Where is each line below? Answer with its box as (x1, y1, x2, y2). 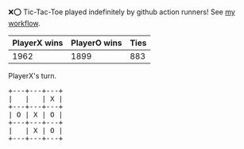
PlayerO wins (71, 37, 122, 48)
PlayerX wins (12, 37, 64, 48)
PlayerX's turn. (8, 71, 57, 80)
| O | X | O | (8, 110, 64, 119)
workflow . (8, 19, 41, 28)
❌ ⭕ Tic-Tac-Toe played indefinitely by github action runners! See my (8, 7, 236, 17)
